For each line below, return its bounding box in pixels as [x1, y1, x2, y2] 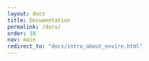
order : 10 [7, 29, 37, 37]
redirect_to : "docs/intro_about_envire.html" [7, 43, 143, 50]
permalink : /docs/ [7, 23, 61, 30]
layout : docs [7, 10, 46, 18]
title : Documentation [7, 17, 71, 24]
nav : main [7, 36, 37, 43]
